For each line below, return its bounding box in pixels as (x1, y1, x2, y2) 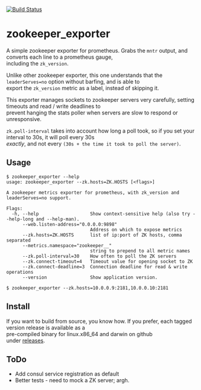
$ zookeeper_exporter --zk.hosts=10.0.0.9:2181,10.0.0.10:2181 (6, 285, 169, 291)
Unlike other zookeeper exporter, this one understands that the (6, 71, 163, 79)
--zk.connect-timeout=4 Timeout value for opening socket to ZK (22, 258, 193, 265)
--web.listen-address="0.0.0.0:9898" (22, 221, 118, 227)
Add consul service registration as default (14, 370, 120, 378)
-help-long (6, 216, 34, 222)
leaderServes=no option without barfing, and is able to (6, 78, 140, 85)
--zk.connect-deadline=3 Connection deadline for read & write (22, 263, 188, 269)
